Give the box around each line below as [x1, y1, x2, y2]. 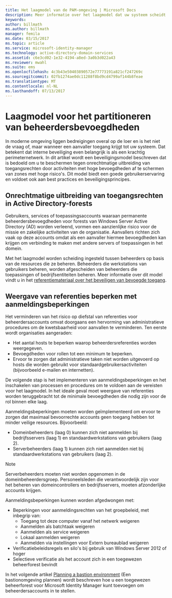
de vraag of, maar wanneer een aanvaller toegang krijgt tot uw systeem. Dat [5, 144, 165, 150]
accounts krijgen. [5, 487, 42, 494]
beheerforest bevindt [12, 562, 58, 568]
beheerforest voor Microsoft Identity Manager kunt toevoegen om [5, 582, 144, 589]
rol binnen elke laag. [5, 399, 48, 405]
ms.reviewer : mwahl [5, 60, 47, 65]
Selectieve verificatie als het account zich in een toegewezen [12, 556, 142, 562]
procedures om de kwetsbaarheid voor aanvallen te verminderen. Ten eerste [5, 325, 167, 331]
